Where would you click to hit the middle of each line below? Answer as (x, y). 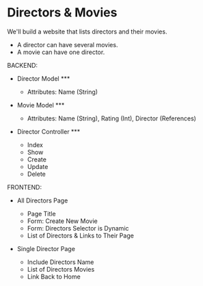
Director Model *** (43, 78)
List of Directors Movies (61, 269)
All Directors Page (42, 200)
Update (38, 166)
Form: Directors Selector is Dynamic (78, 228)
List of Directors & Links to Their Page (81, 235)
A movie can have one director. (61, 52)
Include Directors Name (60, 262)
